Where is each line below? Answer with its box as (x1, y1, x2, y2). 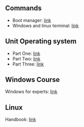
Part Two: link (12, 55, 41, 61)
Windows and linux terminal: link (12, 22, 79, 28)
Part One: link (12, 50, 41, 56)
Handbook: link (5, 116, 36, 122)
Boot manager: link (12, 17, 51, 23)
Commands (5, 4, 42, 12)
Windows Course (5, 75, 60, 84)
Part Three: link (12, 61, 44, 67)
